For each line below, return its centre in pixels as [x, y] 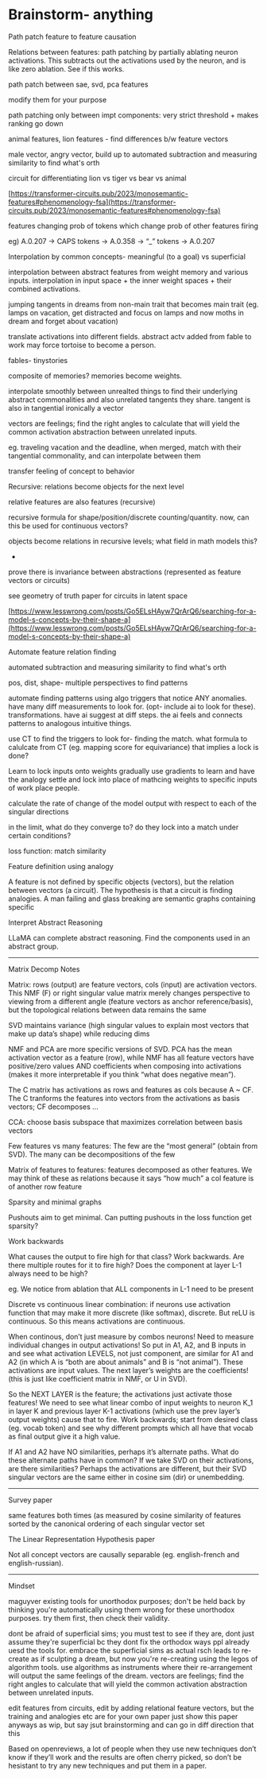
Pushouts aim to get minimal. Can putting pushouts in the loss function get [130, 1217]
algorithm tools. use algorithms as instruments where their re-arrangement [130, 1667]
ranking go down [36, 123]
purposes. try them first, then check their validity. [89, 1618]
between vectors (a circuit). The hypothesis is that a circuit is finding [120, 890]
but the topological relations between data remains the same [107, 1010]
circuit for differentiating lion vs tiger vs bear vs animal [97, 178]
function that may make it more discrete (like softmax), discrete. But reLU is [132, 1312]
